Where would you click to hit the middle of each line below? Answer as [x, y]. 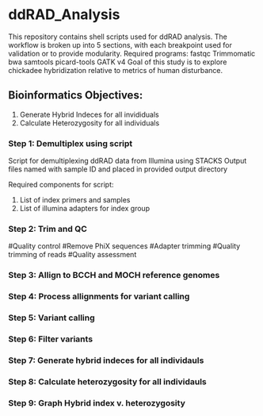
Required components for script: [61, 185]
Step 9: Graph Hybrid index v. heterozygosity [97, 403]
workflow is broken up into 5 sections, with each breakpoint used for [120, 44]
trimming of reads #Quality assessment [72, 255]
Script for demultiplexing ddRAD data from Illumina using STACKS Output [128, 161]
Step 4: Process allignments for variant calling [99, 297]
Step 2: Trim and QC [48, 229]
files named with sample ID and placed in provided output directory [118, 169]
